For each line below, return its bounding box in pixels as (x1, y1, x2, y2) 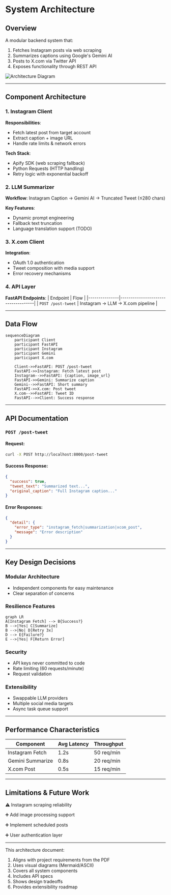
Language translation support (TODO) (12, 225, 93, 232)
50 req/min (94, 749, 121, 756)
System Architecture (5, 4, 95, 15)
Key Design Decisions (5, 558, 76, 567)
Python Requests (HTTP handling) (12, 165, 84, 171)
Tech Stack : (5, 150, 31, 156)
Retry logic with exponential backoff (12, 170, 89, 177)
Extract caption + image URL (12, 135, 73, 141)
